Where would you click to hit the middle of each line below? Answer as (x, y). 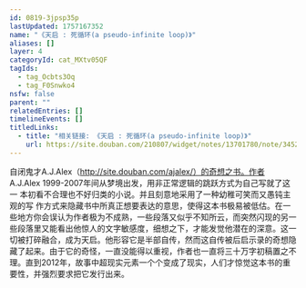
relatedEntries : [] (46, 111)
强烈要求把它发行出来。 (85, 273)
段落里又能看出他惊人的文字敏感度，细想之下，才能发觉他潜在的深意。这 (153, 228)
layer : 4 (26, 52)
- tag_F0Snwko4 (46, 85)
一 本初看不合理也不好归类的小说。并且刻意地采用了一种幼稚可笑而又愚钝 (146, 194)
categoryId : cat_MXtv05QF (58, 60)
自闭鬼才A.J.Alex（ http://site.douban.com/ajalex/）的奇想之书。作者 (138, 171)
